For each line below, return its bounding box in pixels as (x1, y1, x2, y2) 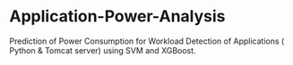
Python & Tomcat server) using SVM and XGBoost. (9, 45, 196, 55)
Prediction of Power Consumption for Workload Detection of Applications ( (9, 36, 285, 46)
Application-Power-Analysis (9, 6, 226, 27)
